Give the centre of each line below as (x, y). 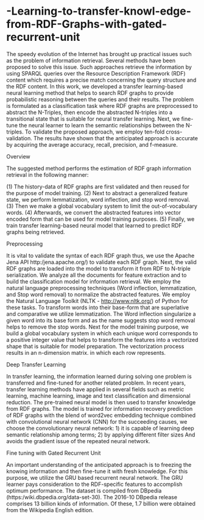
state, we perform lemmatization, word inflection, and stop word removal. (98, 199)
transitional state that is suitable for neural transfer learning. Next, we (93, 119)
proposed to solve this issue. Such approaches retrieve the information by (99, 67)
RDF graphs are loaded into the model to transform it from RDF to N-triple (98, 268)
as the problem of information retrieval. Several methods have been (91, 60)
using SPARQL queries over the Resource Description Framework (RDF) (96, 73)
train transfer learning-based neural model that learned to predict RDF (94, 225)
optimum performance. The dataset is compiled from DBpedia (84, 490)
